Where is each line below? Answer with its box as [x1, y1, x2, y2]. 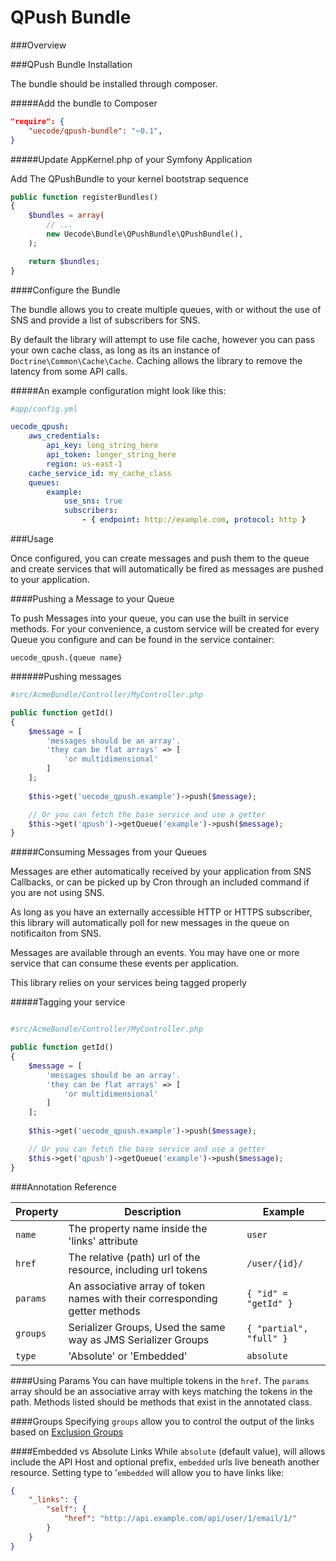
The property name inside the [68, 1221, 208, 1235]
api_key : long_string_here [46, 441, 159, 451]
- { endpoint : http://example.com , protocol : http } [81, 515, 307, 525]
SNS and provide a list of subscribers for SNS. [10, 314, 201, 326]
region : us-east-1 [46, 459, 123, 469]
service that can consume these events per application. [10, 957, 240, 970]
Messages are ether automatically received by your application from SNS [10, 866, 312, 878]
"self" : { [46, 1504, 87, 1515]
